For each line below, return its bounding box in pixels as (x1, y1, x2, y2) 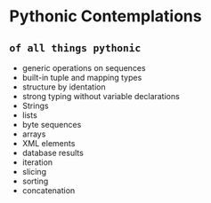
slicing (21, 167, 47, 176)
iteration (21, 157, 53, 168)
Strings (21, 100, 49, 111)
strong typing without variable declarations (21, 91, 180, 101)
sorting (21, 176, 49, 186)
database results (21, 148, 85, 158)
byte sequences (21, 120, 82, 129)
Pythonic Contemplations (9, 6, 202, 27)
